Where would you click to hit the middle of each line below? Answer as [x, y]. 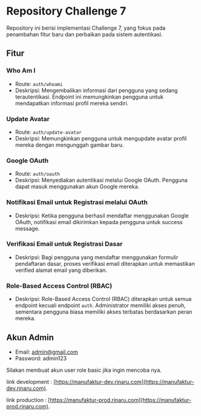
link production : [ [28, 400]
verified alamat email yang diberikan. [61, 270]
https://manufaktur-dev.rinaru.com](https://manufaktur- [125, 381]
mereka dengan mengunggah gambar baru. [69, 145]
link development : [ [31, 381]
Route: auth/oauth [38, 174]
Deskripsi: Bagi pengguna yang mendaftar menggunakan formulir [97, 257]
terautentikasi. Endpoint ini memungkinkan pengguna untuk [89, 97]
